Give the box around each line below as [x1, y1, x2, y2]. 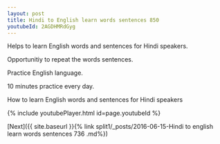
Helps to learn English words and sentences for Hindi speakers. [7, 42, 188, 51]
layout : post [7, 10, 45, 17]
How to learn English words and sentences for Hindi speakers [7, 96, 183, 104]
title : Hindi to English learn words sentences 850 [7, 17, 159, 24]
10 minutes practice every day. [7, 82, 95, 91]
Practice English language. [7, 69, 83, 77]
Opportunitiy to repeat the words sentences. [7, 55, 134, 64]
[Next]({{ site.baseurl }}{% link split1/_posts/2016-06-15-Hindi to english [7, 123, 213, 131]
